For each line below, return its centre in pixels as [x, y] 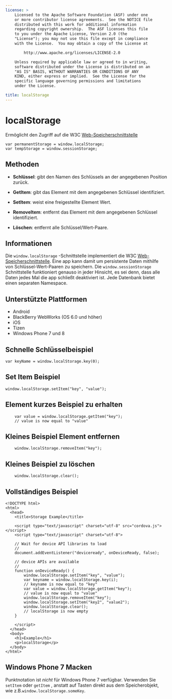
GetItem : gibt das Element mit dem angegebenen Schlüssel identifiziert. [89, 192]
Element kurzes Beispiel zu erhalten [64, 405]
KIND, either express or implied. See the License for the [80, 76]
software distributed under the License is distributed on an [82, 67]
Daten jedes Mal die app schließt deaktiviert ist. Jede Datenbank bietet [80, 278]
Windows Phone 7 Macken [49, 667]
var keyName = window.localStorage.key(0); [53, 361]
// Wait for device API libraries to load [61, 544]
